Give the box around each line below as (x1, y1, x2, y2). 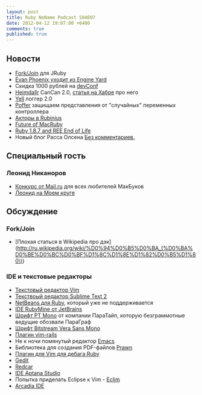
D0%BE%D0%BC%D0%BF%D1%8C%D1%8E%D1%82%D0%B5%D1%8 (14, 251, 196, 258)
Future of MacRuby (14, 120, 63, 128)
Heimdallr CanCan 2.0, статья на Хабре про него (14, 89, 139, 96)
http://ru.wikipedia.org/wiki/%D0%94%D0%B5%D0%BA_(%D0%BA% (17, 244, 193, 252)
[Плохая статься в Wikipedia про (14, 238, 99, 246)
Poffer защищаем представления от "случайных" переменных (14, 101, 176, 108)
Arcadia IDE (14, 382, 45, 389)
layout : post (6, 8, 39, 15)
